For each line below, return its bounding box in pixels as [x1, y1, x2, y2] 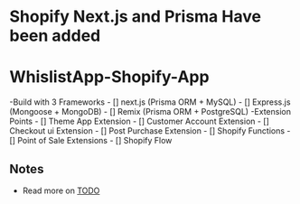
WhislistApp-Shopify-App [9, 67, 210, 88]
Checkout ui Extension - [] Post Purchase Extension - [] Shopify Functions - [9, 125, 291, 136]
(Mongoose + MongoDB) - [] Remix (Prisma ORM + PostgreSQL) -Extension [9, 107, 292, 117]
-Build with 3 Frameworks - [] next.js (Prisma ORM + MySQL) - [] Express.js [9, 97, 291, 107]
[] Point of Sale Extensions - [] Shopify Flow [9, 135, 173, 146]
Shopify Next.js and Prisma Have [9, 6, 262, 27]
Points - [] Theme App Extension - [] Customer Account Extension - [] [9, 116, 269, 127]
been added [9, 25, 101, 46]
